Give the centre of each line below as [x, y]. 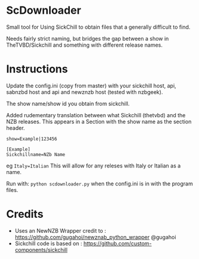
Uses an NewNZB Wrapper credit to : [60, 230]
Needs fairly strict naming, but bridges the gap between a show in [88, 38]
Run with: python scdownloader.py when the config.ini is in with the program [99, 184]
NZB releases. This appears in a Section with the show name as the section [99, 121]
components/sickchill [41, 249]
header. [16, 128]
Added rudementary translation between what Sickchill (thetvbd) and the [96, 115]
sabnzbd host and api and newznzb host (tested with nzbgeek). [85, 92]
